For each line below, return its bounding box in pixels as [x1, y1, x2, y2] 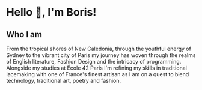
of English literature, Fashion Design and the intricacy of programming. [6, 58, 182, 65]
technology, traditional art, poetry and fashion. [6, 77, 121, 84]
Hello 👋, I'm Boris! [6, 5, 97, 19]
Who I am [6, 29, 42, 40]
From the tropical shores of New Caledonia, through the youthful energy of [6, 45, 191, 52]
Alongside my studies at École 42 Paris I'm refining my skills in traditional [6, 64, 188, 71]
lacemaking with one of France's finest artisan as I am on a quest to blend [6, 71, 189, 77]
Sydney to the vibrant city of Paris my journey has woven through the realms [6, 52, 196, 59]
